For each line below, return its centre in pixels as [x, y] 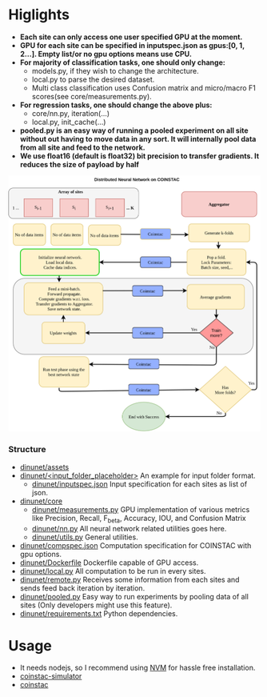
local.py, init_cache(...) [69, 122]
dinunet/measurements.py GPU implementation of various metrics [141, 509]
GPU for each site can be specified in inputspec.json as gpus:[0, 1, [132, 45]
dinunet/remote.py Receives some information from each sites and [130, 579]
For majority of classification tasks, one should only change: [122, 62]
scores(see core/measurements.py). [92, 96]
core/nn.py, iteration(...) [71, 113]
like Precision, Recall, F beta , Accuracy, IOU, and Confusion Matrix [139, 519]
